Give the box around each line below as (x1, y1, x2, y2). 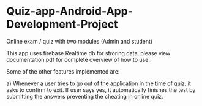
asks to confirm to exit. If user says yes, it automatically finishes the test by (6, 86, 196, 93)
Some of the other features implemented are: (6, 67, 120, 75)
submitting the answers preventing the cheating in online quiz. (6, 93, 163, 100)
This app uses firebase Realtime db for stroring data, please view (6, 49, 171, 56)
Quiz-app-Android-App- (6, 4, 133, 18)
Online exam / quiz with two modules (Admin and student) (6, 37, 153, 45)
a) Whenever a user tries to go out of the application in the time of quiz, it (6, 80, 192, 87)
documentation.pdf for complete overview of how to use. (6, 56, 150, 63)
